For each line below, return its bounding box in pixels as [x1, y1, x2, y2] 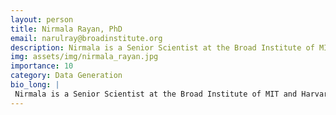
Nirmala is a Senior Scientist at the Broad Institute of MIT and [14, 89, 298, 99]
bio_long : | [10, 80, 60, 90]
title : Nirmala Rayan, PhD [10, 24, 123, 34]
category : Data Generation [10, 71, 123, 81]
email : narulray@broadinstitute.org [10, 33, 163, 43]
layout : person [10, 14, 74, 25]
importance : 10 [10, 61, 74, 71]
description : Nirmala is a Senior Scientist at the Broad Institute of [10, 42, 315, 53]
